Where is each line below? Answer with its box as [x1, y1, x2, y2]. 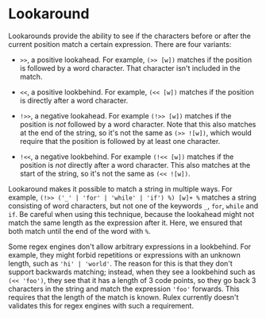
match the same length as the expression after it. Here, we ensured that [8, 218, 243, 227]
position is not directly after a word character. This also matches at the [19, 160, 251, 169]
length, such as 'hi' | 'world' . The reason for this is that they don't [8, 258, 233, 268]
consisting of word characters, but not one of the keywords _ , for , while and [8, 200, 259, 211]
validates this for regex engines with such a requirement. [8, 301, 195, 310]
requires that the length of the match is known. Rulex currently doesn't [8, 292, 239, 302]
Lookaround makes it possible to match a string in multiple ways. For [8, 184, 233, 193]
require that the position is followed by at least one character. [19, 136, 221, 145]
